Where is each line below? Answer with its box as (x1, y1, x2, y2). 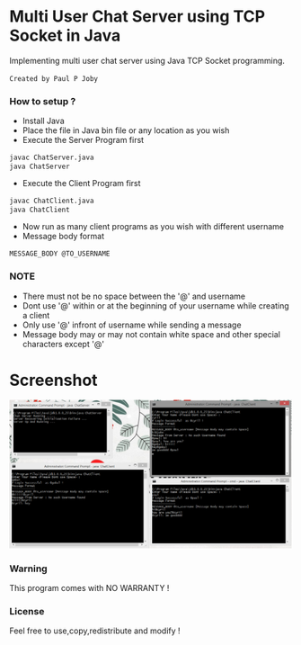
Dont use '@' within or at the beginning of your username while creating (22, 300, 289, 311)
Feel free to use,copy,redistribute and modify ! (9, 625, 181, 636)
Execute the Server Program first (22, 135, 145, 146)
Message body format (22, 231, 105, 242)
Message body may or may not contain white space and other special (22, 328, 281, 339)
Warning (9, 562, 48, 575)
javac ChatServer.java (9, 153, 94, 163)
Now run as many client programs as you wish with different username (22, 221, 285, 232)
